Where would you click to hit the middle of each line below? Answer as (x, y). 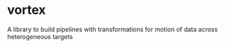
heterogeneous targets (40, 36)
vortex (27, 10)
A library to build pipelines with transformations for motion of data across (112, 29)
